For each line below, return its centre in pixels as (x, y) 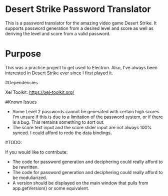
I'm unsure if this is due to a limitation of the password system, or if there (87, 117)
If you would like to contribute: (36, 152)
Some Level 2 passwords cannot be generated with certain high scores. (86, 111)
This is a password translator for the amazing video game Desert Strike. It (81, 23)
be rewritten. (25, 167)
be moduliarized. (30, 178)
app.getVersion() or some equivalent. (51, 188)
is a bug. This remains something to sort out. (58, 122)
